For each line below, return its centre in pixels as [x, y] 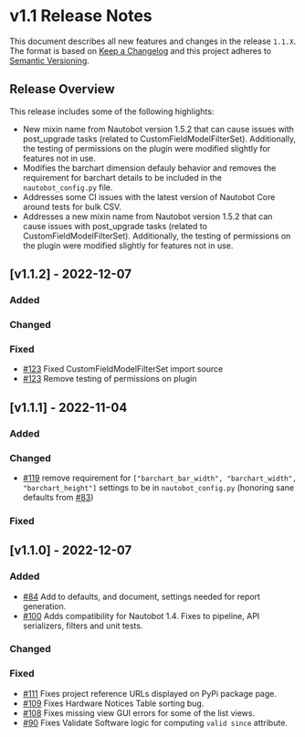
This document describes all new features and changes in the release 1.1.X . [153, 41]
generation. [44, 606]
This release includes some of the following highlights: [112, 111]
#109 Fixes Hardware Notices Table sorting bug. [113, 703]
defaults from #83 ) [58, 497]
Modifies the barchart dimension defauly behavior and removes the [149, 168]
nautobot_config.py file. [68, 187]
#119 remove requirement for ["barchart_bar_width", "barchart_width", [159, 478]
